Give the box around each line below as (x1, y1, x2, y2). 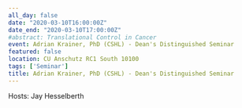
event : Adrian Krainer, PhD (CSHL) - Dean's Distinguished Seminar (8, 41, 235, 49)
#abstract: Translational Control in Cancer (8, 33, 157, 41)
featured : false (8, 48, 61, 56)
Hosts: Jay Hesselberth (8, 91, 84, 100)
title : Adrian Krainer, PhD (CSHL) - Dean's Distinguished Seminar (8, 70, 235, 77)
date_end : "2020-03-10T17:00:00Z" (8, 26, 122, 34)
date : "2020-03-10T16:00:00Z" (8, 19, 108, 27)
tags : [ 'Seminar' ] (8, 63, 69, 70)
